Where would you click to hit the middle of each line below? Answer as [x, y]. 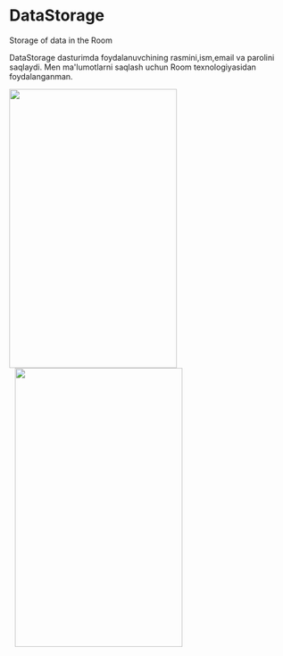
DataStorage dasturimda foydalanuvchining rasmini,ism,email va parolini [142, 57]
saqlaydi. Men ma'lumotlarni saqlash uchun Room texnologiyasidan [133, 67]
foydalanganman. [41, 76]
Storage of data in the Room [61, 40]
